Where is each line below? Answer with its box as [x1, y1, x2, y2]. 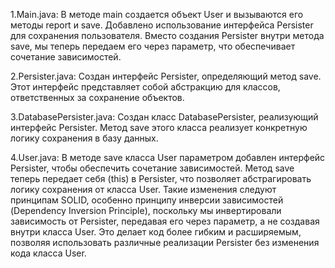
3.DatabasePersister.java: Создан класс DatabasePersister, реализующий [10, 111, 319, 123]
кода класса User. [10, 247, 87, 259]
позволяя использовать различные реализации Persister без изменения [10, 237, 320, 248]
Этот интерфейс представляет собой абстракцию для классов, [10, 81, 281, 93]
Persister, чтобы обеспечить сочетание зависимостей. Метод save [10, 162, 295, 174]
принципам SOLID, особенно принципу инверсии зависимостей [10, 194, 284, 206]
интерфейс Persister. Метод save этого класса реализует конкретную [10, 122, 308, 133]
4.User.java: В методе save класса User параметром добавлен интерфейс [10, 152, 326, 163]
